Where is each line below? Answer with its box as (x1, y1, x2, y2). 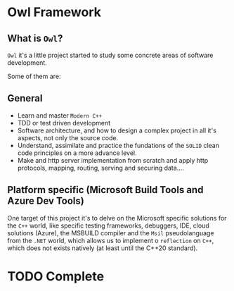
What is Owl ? (7, 32, 63, 44)
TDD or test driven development (17, 118, 111, 127)
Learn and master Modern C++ (17, 111, 103, 120)
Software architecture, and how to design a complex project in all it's (17, 126, 216, 135)
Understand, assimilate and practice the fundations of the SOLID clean (17, 141, 220, 149)
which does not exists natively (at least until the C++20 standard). (7, 244, 198, 252)
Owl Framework (7, 4, 102, 20)
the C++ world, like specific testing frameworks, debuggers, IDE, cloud (7, 221, 209, 230)
